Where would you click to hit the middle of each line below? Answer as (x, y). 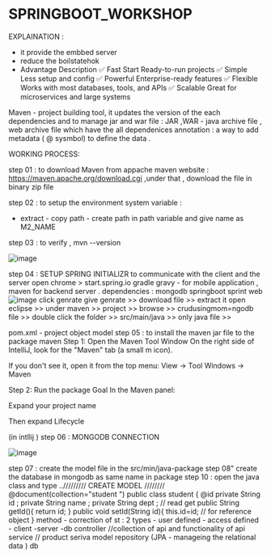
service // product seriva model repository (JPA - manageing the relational (132, 537)
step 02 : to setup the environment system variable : (95, 202)
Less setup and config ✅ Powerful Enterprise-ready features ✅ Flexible (139, 79)
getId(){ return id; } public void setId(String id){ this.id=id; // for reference (130, 511)
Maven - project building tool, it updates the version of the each (114, 112)
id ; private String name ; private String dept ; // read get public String (124, 502)
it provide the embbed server (68, 52)
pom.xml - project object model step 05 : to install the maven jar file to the (131, 332)
